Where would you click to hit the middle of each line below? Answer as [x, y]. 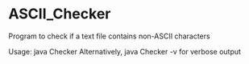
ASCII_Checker [60, 14]
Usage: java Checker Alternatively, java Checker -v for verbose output [125, 51]
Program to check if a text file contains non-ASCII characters [110, 36]
